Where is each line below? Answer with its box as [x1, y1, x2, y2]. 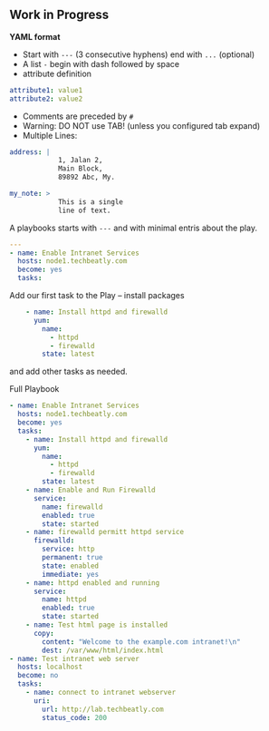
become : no [17, 671, 59, 680]
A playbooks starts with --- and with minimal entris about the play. [9, 222, 258, 233]
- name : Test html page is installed [25, 620, 168, 629]
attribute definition [22, 68, 92, 79]
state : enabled [42, 561, 100, 570]
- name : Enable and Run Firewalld [25, 485, 156, 495]
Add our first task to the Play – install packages [9, 290, 185, 301]
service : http [42, 544, 95, 554]
